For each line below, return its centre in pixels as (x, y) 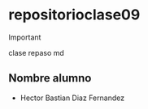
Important (25, 37)
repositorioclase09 (74, 15)
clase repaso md (37, 52)
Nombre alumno (50, 78)
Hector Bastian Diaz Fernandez (72, 98)
